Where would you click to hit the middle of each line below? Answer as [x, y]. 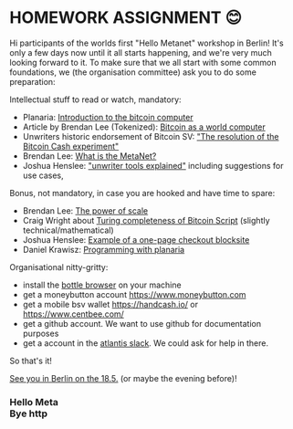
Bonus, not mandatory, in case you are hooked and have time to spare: [142, 193]
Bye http [29, 413]
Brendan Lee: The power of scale [85, 210]
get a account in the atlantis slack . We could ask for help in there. [146, 343]
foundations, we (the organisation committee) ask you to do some [133, 72]
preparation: [33, 81]
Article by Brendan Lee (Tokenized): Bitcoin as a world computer [144, 127]
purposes [41, 333]
